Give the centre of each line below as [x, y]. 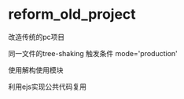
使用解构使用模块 [36, 70]
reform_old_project [72, 14]
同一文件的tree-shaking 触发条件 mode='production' [93, 53]
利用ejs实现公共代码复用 [47, 87]
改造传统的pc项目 [37, 37]
